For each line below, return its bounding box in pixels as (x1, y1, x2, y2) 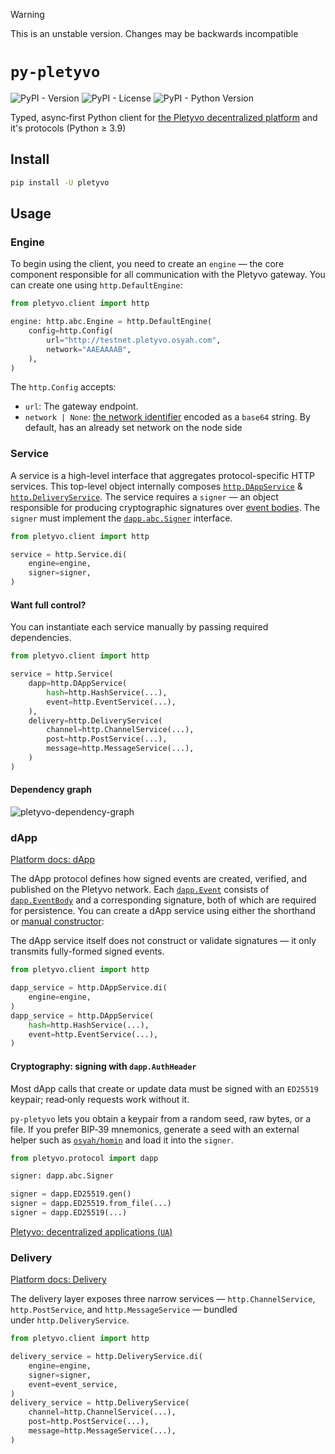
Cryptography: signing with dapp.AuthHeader (10, 1060, 197, 1072)
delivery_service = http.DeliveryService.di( (10, 1352, 203, 1362)
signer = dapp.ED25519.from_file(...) (10, 1199, 172, 1209)
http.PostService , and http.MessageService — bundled (10, 1304, 238, 1316)
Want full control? (10, 599, 87, 611)
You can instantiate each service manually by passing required (10, 621, 269, 633)
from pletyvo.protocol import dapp (10, 1153, 159, 1163)
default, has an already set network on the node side (24, 422, 243, 434)
